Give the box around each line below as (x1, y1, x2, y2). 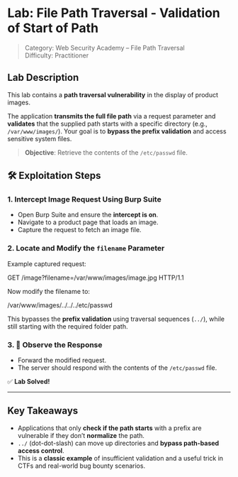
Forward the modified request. (17, 356, 107, 365)
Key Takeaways (7, 405, 79, 417)
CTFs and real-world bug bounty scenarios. (17, 461, 146, 470)
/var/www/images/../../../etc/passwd (7, 300, 113, 309)
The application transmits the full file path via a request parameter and (7, 111, 216, 120)
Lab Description (7, 72, 79, 84)
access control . (17, 446, 65, 455)
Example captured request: (7, 259, 86, 268)
